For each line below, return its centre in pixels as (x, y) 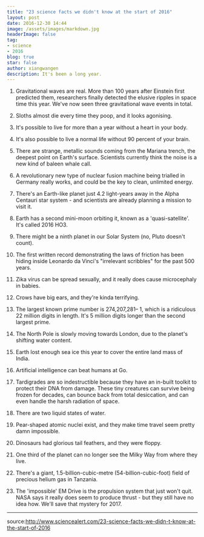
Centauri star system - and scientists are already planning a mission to (104, 200)
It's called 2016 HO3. (42, 225)
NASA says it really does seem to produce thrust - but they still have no (105, 498)
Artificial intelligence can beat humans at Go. (71, 370)
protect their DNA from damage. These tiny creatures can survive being (105, 389)
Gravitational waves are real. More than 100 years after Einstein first (100, 91)
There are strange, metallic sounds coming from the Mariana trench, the (105, 151)
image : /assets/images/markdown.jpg (53, 29)
